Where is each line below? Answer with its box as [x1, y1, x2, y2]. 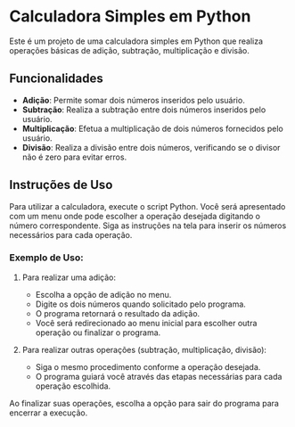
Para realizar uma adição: [21, 272, 117, 283]
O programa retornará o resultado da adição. [35, 308, 201, 318]
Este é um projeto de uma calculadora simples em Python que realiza [9, 36, 264, 46]
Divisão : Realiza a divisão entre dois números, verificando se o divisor [21, 142, 281, 152]
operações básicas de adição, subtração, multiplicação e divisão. [9, 45, 250, 55]
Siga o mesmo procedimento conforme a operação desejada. [35, 361, 261, 372]
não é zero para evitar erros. [21, 152, 127, 162]
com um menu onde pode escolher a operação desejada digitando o [9, 210, 261, 221]
